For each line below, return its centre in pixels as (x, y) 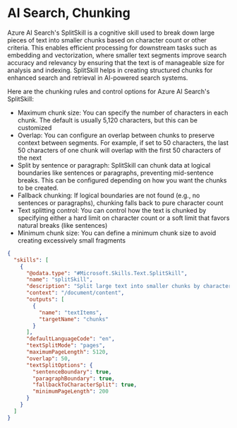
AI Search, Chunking (69, 13)
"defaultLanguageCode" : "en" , (70, 339)
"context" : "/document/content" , (75, 293)
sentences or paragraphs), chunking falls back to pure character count (120, 202)
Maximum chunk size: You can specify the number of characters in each (123, 112)
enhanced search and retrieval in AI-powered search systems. (98, 77)
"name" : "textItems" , (70, 313)
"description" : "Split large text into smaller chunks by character (129, 287)
